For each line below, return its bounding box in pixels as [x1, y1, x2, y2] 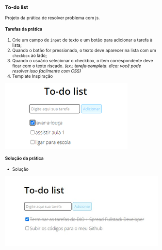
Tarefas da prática [5, 26, 43, 32]
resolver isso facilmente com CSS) [12, 68, 81, 74]
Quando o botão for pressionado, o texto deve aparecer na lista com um [12, 47, 157, 53]
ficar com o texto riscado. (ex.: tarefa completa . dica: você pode [12, 63, 142, 69]
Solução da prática [5, 155, 44, 161]
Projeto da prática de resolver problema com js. [5, 15, 100, 21]
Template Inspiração [12, 73, 53, 79]
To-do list [5, 4, 28, 11]
